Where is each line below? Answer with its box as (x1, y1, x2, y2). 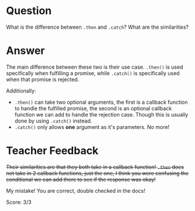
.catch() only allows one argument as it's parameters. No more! (14, 123, 170, 130)
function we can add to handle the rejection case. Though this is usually (14, 111, 189, 118)
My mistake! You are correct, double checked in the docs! (6, 187, 145, 194)
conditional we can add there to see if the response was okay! (6, 176, 156, 183)
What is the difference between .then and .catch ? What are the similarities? (6, 23, 189, 30)
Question (6, 4, 52, 18)
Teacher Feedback (6, 144, 98, 158)
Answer (6, 44, 45, 57)
